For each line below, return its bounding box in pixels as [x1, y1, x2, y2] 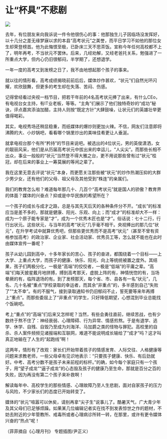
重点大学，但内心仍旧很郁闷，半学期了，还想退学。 [9, 56, 114, 62]
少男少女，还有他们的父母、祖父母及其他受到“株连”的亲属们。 [5, 175, 131, 182]
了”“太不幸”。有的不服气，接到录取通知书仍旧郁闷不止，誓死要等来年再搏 [5, 288, 155, 294]
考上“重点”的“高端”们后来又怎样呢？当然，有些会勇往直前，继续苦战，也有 [5, 311, 157, 317]
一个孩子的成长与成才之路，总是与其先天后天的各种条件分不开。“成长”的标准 [5, 203, 162, 209]
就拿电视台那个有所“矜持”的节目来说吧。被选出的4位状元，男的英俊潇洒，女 [5, 140, 160, 146]
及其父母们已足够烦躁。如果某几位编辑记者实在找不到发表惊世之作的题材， [5, 405, 158, 411]
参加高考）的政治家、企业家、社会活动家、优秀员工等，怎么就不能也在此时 [9, 234, 162, 240]
